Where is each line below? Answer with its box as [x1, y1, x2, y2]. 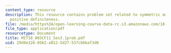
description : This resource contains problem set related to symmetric [5, 12, 160, 17]
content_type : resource [5, 7, 56, 13]
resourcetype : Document [5, 31, 56, 36]
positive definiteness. [10, 17, 60, 22]
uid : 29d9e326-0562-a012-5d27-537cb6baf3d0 [5, 40, 99, 45]
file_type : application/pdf [5, 26, 65, 31]
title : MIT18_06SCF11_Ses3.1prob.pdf [5, 36, 85, 41]
